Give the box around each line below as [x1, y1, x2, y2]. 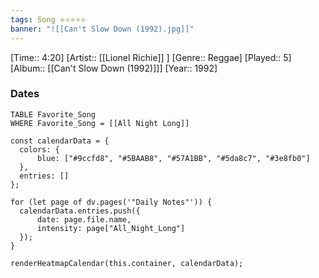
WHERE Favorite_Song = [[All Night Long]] [10, 118, 190, 128]
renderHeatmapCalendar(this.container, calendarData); [10, 258, 244, 268]
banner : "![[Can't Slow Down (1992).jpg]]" [10, 24, 195, 34]
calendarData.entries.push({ [19, 206, 141, 216]
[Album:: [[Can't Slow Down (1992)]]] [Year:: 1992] [10, 62, 218, 74]
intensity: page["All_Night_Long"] [36, 223, 186, 233]
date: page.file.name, [36, 214, 132, 225]
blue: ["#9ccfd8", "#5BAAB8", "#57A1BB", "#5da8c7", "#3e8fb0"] [36, 153, 311, 163]
